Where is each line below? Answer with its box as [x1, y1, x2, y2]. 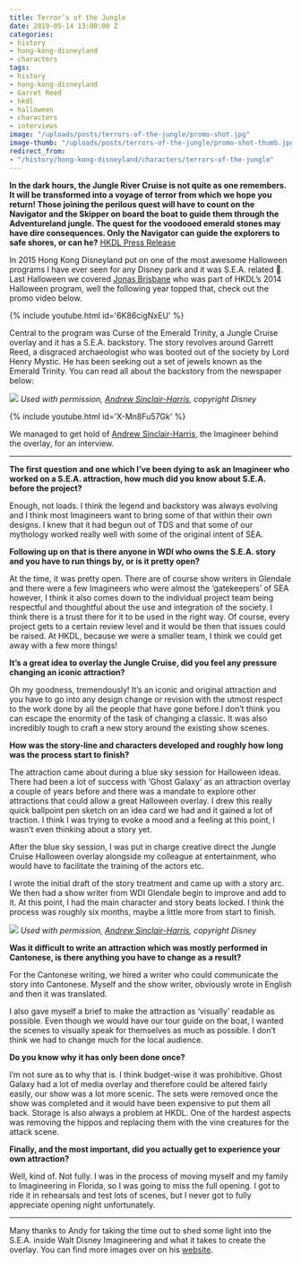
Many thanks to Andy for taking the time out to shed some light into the [9, 1224, 271, 1235]
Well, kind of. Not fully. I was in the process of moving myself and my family [9, 1171, 288, 1181]
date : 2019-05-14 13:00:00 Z [9, 22, 118, 31]
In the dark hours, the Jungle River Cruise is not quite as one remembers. [9, 180, 287, 190]
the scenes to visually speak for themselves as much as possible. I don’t [9, 1024, 276, 1035]
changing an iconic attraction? [9, 666, 125, 678]
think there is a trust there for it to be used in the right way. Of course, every [9, 611, 290, 622]
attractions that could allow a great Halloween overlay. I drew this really [9, 795, 272, 806]
